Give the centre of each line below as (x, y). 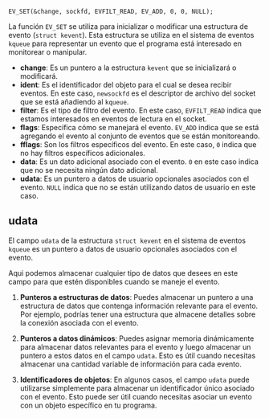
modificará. (39, 76)
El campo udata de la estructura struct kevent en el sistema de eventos (127, 240)
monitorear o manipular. (48, 52)
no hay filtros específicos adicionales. (83, 153)
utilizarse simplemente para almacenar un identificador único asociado (137, 388)
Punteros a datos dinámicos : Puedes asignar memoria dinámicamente (137, 338)
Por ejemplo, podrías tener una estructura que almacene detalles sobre (138, 314)
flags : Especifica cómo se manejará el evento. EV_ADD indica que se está (139, 127)
